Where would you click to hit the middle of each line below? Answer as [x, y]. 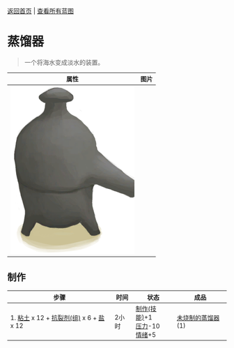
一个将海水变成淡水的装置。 [64, 62]
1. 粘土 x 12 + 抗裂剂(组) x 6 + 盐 [57, 318]
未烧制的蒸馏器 [198, 318]
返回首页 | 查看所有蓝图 [41, 11]
